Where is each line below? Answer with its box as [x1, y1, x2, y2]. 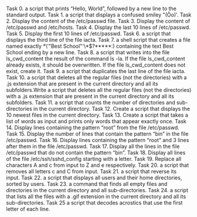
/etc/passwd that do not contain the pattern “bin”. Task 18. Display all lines [6, 149, 186, 156]
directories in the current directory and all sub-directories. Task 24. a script [6, 187, 188, 193]
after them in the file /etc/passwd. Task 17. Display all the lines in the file [6, 143, 180, 150]
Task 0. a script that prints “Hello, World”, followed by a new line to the [6, 5, 177, 12]
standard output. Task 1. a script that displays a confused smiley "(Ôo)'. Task [6, 11, 192, 18]
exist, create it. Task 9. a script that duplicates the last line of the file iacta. [6, 68, 186, 74]
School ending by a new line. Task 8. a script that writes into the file [6, 49, 170, 55]
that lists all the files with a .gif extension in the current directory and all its [6, 193, 186, 200]
